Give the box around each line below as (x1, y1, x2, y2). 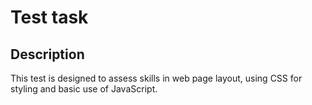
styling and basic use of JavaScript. (10, 83, 158, 95)
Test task (10, 6, 89, 29)
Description (10, 46, 85, 63)
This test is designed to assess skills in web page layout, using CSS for (10, 72, 303, 84)
